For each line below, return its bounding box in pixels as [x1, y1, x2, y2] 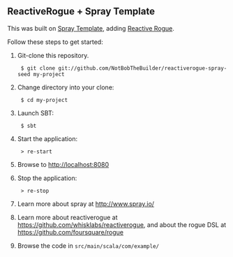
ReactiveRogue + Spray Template [7, 6, 156, 17]
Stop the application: [17, 174, 77, 182]
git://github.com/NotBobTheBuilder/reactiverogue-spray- [58, 64, 227, 72]
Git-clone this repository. [17, 51, 89, 59]
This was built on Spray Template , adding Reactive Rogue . [7, 24, 174, 32]
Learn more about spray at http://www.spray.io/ [17, 199, 155, 208]
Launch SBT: [17, 108, 54, 117]
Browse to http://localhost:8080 [17, 160, 110, 168]
